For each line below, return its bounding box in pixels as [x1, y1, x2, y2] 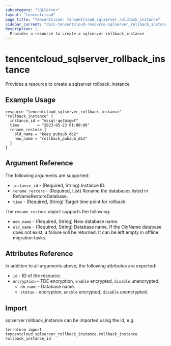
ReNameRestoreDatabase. [12, 193, 68, 199]
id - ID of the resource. [12, 273, 62, 279]
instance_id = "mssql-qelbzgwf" [10, 118, 79, 123]
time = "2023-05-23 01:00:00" [10, 122, 90, 128]
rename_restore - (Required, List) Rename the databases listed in [12, 187, 149, 194]
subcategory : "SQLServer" [5, 7, 60, 13]
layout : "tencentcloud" [5, 12, 56, 17]
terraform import [5, 327, 42, 332]
